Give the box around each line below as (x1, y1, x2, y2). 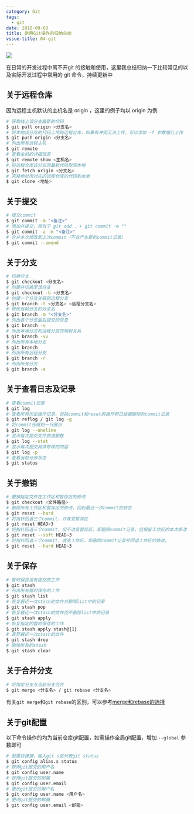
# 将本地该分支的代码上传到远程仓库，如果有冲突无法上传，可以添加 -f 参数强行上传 (6, 129, 183, 135)
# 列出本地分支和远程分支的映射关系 (6, 328, 81, 334)
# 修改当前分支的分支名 (6, 306, 56, 312)
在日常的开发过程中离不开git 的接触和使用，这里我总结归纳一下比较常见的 (6, 64, 183, 71)
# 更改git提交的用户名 (6, 786, 55, 792)
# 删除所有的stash (6, 642, 47, 649)
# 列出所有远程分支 (6, 350, 47, 356)
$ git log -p (6, 449, 38, 455)
